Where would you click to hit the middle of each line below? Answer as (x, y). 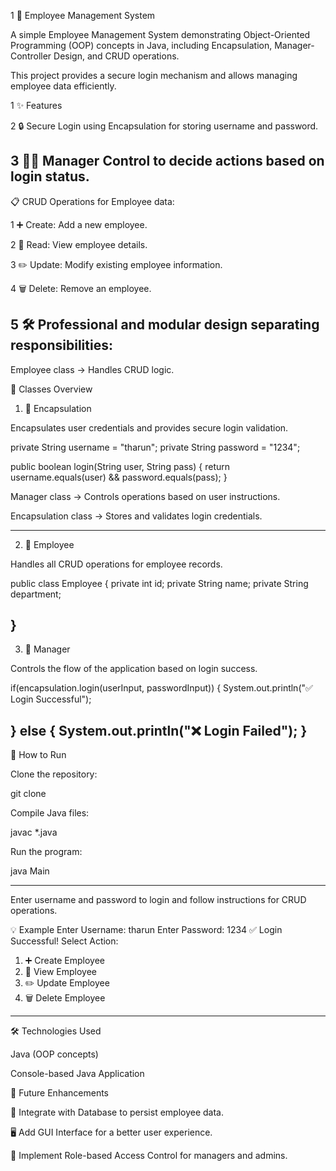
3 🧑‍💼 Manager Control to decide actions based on (167, 161)
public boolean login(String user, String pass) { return (120, 466)
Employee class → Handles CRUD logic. (92, 369)
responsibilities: (61, 345)
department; (36, 594)
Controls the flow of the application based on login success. (134, 669)
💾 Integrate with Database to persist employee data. (117, 1112)
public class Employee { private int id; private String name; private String (159, 583)
